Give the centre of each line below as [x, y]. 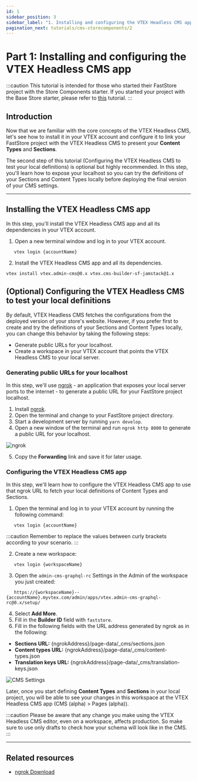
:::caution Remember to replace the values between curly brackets [86, 536]
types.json [27, 656]
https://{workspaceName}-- [47, 593]
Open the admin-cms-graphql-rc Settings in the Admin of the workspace [101, 576]
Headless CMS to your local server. [57, 357]
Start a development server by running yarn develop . [78, 421]
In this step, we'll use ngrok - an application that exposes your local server [96, 385]
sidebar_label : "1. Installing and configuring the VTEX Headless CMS [94, 22]
